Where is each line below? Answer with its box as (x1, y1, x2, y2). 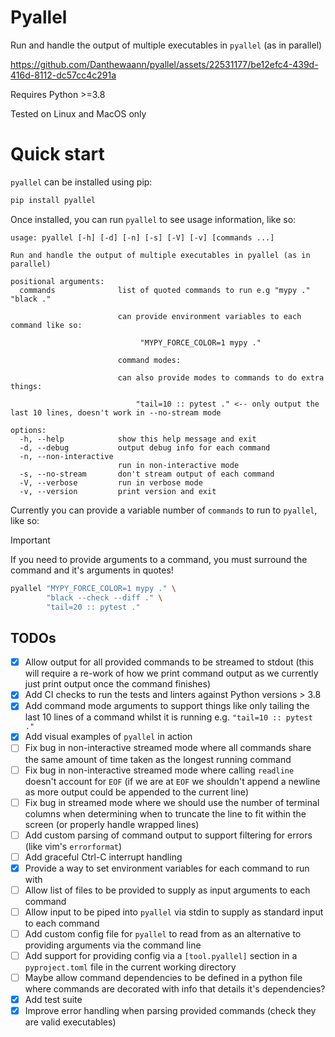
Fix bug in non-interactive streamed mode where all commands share (24, 742, 312, 754)
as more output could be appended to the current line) (24, 786, 249, 798)
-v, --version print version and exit (19, 486, 217, 496)
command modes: (117, 355, 182, 365)
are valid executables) (24, 1016, 117, 1028)
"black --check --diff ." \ (46, 592, 163, 603)
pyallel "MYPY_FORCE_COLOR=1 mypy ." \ (10, 583, 177, 593)
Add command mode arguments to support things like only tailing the (24, 700, 310, 712)
